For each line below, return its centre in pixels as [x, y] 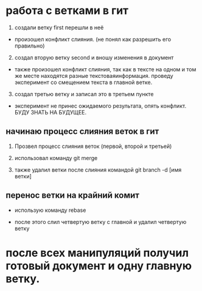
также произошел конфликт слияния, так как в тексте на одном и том [105, 69]
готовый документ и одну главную [99, 266]
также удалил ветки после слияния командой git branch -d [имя [98, 170]
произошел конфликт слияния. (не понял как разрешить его [93, 39]
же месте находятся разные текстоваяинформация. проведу [94, 75]
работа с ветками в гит [67, 11]
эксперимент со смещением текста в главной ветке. [83, 82]
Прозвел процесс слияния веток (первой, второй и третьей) [93, 146]
